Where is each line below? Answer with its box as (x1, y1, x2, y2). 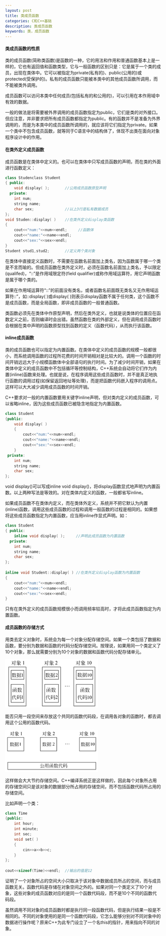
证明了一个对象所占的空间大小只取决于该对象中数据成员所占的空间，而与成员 (5, 878, 161, 884)
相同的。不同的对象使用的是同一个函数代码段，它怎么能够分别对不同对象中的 (5, 913, 161, 919)
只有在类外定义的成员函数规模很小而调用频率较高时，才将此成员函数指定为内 (5, 606, 161, 612)
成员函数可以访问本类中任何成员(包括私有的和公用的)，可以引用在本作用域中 (5, 93, 160, 99)
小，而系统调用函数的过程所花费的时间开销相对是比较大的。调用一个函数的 (5, 352, 157, 359)
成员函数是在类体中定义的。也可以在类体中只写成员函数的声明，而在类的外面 (5, 159, 161, 165)
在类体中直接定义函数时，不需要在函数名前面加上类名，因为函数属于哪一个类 (5, 258, 161, 264)
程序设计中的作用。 (5, 134, 44, 140)
